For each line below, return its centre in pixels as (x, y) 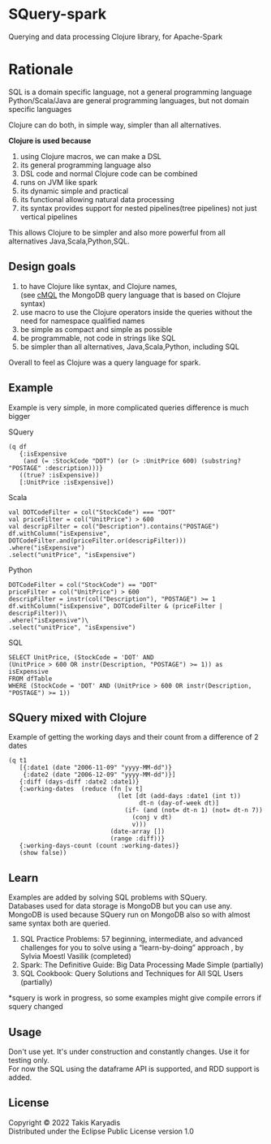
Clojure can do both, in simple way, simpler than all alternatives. (115, 125)
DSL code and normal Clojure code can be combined (109, 173)
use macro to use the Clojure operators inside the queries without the (136, 312)
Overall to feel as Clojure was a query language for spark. (105, 362)
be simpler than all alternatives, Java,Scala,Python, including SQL (129, 347)
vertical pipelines (49, 217)
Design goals (42, 267)
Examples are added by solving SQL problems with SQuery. (108, 897)
